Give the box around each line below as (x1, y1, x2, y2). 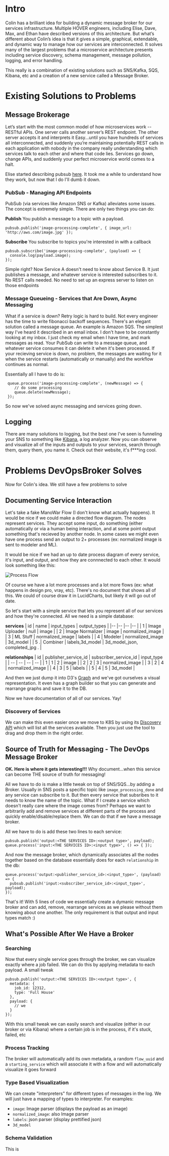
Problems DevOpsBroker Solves (5, 465, 142, 476)
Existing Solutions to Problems (5, 90, 136, 102)
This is (5, 1146, 19, 1152)
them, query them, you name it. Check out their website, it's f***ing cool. (5, 447, 157, 453)
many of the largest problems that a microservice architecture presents (5, 47, 153, 53)
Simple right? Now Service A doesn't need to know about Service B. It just (5, 266, 159, 272)
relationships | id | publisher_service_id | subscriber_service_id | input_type (5, 654, 163, 660)
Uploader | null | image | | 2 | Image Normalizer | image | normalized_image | (5, 628, 164, 634)
